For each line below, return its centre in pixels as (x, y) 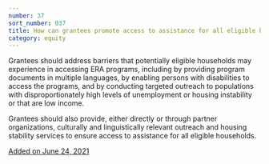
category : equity (37, 38)
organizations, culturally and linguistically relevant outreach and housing (128, 127)
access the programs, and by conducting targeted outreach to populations (131, 86)
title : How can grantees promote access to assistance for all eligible (132, 30)
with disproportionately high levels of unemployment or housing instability (130, 95)
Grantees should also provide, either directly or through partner (113, 119)
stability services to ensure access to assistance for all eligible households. (132, 136)
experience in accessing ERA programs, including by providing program (127, 70)
